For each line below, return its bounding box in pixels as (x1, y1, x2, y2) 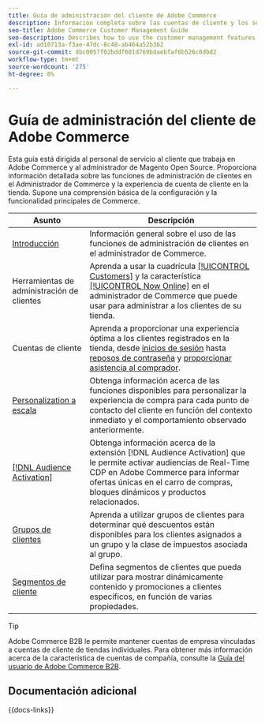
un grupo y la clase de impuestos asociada (89, 538, 248, 549)
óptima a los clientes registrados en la (89, 332, 230, 343)
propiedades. (89, 600, 139, 612)
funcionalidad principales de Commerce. (8, 196, 140, 205)
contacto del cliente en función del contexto (89, 404, 252, 415)
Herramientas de (12, 275, 75, 286)
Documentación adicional (8, 684, 137, 698)
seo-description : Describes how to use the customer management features (8, 33, 256, 42)
